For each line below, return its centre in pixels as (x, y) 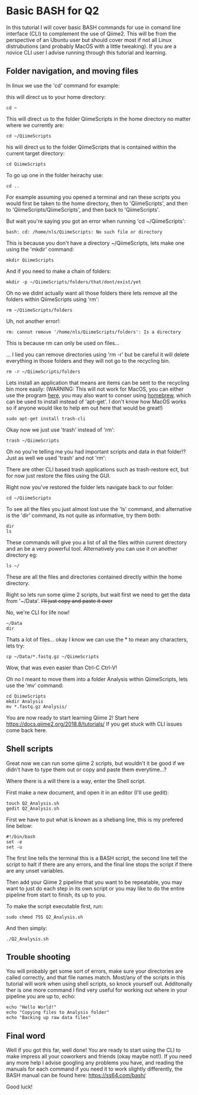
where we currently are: (35, 125)
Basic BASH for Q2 (53, 11)
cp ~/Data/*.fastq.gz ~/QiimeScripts (53, 656)
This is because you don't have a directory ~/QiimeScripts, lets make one (95, 243)
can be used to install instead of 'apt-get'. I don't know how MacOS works (96, 401)
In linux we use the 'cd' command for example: (63, 85)
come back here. (27, 730)
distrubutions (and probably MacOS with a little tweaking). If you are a (91, 46)
